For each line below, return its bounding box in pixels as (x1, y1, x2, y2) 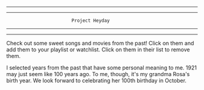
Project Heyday (71, 18, 110, 24)
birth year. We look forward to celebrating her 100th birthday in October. (6, 77, 187, 84)
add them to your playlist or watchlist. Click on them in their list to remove (6, 46, 190, 53)
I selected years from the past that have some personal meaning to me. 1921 (6, 64, 197, 71)
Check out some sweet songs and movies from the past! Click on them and (6, 40, 194, 47)
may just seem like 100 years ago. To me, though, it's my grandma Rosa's (6, 71, 190, 77)
